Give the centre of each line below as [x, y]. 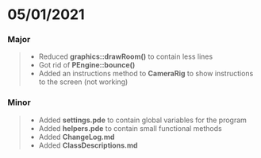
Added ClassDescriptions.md [88, 145]
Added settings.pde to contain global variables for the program [143, 120]
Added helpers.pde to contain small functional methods [130, 128]
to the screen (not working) [83, 82]
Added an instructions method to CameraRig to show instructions [146, 74]
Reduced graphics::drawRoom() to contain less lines [126, 56]
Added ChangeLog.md [77, 137]
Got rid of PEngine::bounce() [87, 65]
